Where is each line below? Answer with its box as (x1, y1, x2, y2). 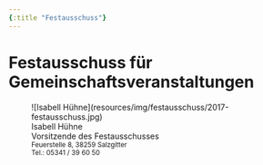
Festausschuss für (8, 52, 153, 73)
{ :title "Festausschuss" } (8, 13, 106, 23)
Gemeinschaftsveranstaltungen (8, 72, 255, 92)
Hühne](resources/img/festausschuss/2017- (62, 102, 229, 112)
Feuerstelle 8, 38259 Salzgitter (31, 140, 127, 150)
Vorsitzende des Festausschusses (31, 131, 160, 141)
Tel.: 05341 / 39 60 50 (31, 148, 101, 157)
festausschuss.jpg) (31, 111, 103, 122)
